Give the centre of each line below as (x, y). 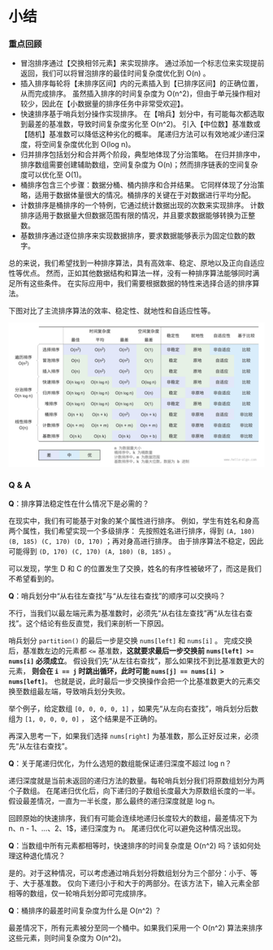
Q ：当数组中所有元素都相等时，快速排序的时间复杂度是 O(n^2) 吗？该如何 (131, 846)
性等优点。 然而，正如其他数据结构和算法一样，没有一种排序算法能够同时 (130, 274)
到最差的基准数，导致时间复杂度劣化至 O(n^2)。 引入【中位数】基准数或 (140, 124)
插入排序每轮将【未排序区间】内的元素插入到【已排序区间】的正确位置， (141, 84)
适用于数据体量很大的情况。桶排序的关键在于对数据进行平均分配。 (145, 195)
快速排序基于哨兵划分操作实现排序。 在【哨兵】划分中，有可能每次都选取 (142, 114)
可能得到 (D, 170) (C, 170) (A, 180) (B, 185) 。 (92, 551)
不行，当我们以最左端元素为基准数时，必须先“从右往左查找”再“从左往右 (127, 613)
